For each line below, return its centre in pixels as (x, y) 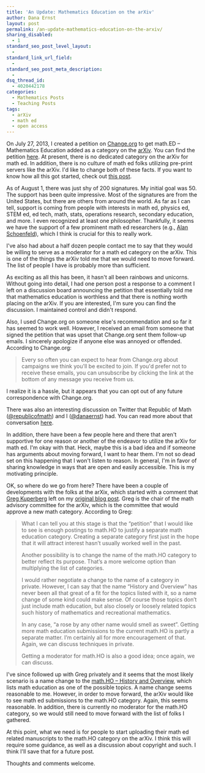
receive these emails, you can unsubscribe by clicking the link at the (107, 373)
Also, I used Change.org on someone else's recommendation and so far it (99, 322)
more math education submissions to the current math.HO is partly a (108, 631)
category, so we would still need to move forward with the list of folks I (95, 713)
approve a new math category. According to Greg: (69, 512)
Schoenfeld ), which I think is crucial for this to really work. (80, 234)
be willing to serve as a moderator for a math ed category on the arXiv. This (102, 252)
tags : (13, 109)
